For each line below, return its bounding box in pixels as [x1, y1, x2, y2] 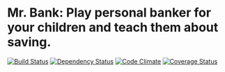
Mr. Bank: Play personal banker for [7, 5, 211, 21]
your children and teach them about [7, 19, 219, 35]
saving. [7, 35, 52, 50]
